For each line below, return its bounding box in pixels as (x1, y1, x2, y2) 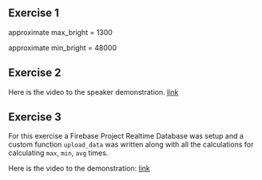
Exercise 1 (8, 6, 60, 20)
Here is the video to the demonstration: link (8, 163, 150, 174)
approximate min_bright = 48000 (8, 43, 117, 53)
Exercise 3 (8, 111, 62, 124)
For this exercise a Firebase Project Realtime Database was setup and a (8, 131, 244, 141)
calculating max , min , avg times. (8, 148, 109, 158)
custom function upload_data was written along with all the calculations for (8, 139, 254, 150)
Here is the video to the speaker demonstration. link (8, 87, 179, 96)
